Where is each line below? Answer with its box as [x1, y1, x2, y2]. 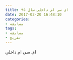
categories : [5, 16, 30, 21]
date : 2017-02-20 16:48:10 [5, 12, 62, 17]
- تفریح [5, 35, 22, 40]
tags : [5, 26, 17, 31]
